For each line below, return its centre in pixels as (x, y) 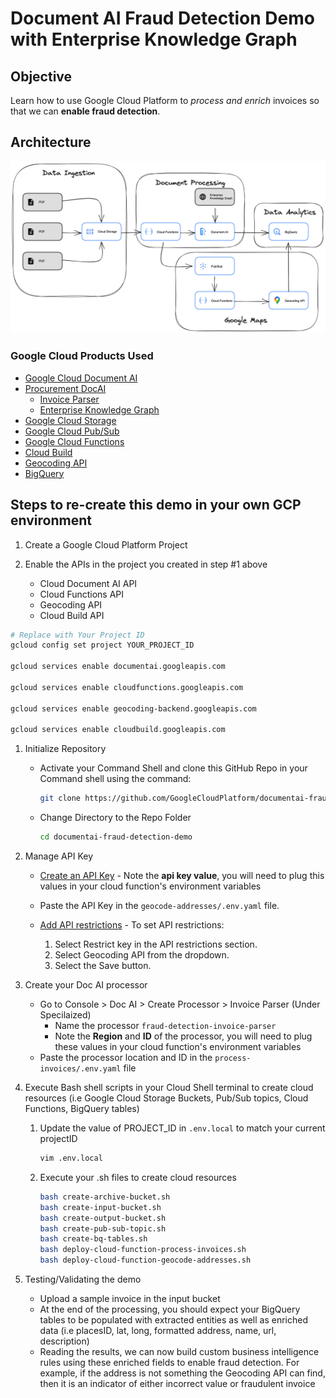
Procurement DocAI (65, 388)
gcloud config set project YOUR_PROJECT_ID (102, 645)
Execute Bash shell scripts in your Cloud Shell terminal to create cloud (169, 1088)
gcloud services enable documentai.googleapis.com (118, 667)
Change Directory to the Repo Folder (115, 818)
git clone (60, 798)
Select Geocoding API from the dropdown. (142, 955)
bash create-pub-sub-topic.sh (103, 1228)
